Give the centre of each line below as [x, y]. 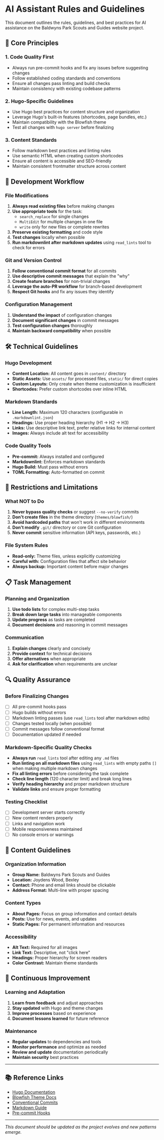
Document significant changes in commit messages [65, 320]
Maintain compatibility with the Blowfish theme [59, 122]
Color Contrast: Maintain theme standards [55, 963]
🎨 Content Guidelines [38, 850]
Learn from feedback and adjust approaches [58, 1003]
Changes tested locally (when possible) [52, 723]
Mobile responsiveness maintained [47, 829]
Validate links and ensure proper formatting [56, 789]
